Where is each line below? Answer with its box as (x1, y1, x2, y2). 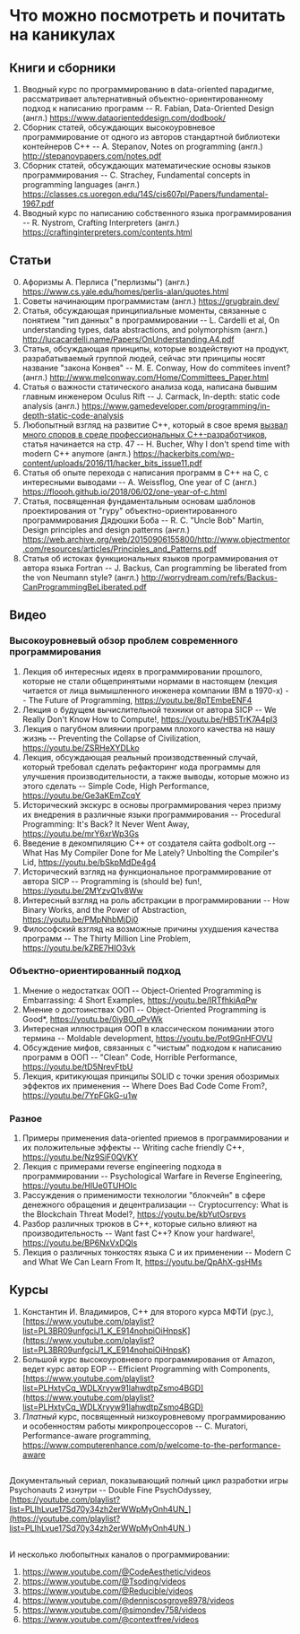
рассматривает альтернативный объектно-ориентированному (21, 93, 264, 104)
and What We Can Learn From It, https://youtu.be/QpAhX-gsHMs (21, 1256, 262, 1267)
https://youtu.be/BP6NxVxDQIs (21, 1238, 138, 1248)
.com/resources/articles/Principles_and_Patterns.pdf (21, 543, 218, 554)
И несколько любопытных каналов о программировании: (9, 1549, 230, 1560)
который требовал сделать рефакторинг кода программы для (21, 761, 261, 772)
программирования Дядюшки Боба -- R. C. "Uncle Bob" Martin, (21, 515, 264, 526)
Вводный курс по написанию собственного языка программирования (21, 208, 292, 218)
